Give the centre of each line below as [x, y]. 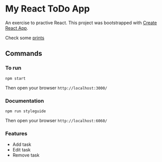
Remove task [26, 155]
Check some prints [25, 38]
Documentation [25, 101]
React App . [17, 28]
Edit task [22, 150]
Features [16, 133]
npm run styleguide [26, 111]
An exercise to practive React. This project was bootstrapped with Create [81, 23]
